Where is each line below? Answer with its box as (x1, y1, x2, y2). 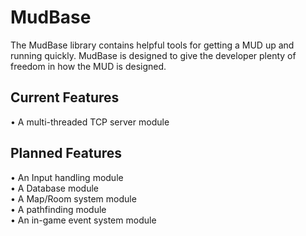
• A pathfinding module (10, 203, 107, 215)
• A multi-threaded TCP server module (10, 116, 170, 128)
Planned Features (10, 145, 123, 162)
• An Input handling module (10, 171, 124, 183)
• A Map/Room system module (10, 192, 137, 205)
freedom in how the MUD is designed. (10, 60, 167, 72)
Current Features (10, 89, 120, 106)
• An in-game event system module (10, 214, 157, 226)
